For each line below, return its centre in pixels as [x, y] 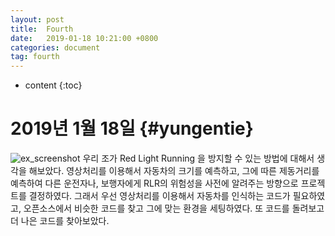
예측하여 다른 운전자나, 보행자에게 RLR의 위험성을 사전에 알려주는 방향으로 [154, 183]
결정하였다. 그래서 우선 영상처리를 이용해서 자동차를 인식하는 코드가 [159, 196]
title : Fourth [42, 29]
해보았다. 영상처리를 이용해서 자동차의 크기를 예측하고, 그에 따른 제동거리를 [174, 171]
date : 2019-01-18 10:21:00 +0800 [84, 38]
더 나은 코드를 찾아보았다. [60, 221]
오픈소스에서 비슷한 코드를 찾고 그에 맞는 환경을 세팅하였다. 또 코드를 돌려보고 [174, 208]
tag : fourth [35, 57]
